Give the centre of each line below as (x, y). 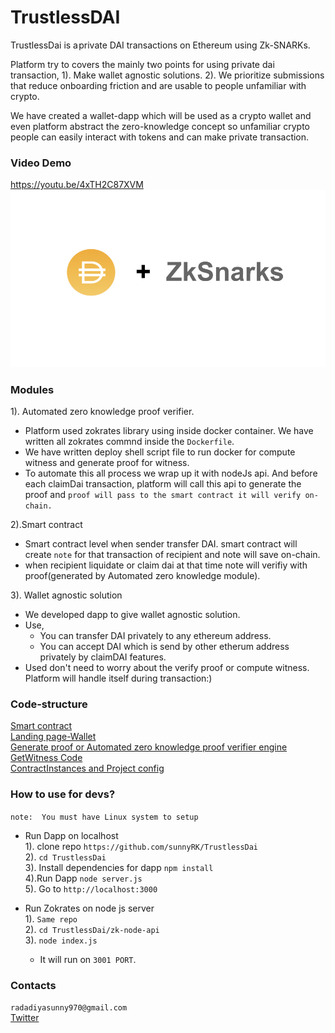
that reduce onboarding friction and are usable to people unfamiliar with (158, 85)
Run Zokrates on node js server (89, 908)
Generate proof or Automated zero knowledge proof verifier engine (149, 747)
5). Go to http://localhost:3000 (91, 888)
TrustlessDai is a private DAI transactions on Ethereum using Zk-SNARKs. (160, 45)
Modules (32, 389)
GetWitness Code (46, 758)
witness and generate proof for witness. (107, 463)
